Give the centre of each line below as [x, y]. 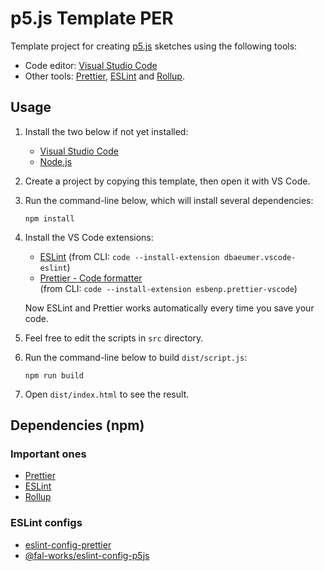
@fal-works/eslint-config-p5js [87, 555]
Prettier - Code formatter [91, 278]
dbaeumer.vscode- [260, 257]
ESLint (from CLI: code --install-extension [129, 256]
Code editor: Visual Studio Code [91, 65]
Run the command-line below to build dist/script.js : [136, 357]
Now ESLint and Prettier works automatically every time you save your [169, 308]
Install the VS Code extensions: [89, 237]
